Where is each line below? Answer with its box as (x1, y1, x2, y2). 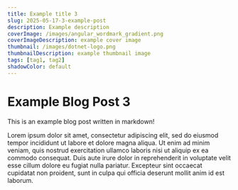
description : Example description (7, 23, 110, 30)
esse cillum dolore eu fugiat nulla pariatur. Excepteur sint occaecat (7, 161, 202, 169)
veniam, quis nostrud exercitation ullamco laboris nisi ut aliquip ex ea (7, 146, 209, 155)
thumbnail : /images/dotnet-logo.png (7, 43, 116, 50)
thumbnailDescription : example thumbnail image (7, 50, 151, 57)
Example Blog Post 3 (7, 94, 131, 110)
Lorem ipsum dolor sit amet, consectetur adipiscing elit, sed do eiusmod (7, 130, 219, 139)
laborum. (7, 176, 34, 184)
